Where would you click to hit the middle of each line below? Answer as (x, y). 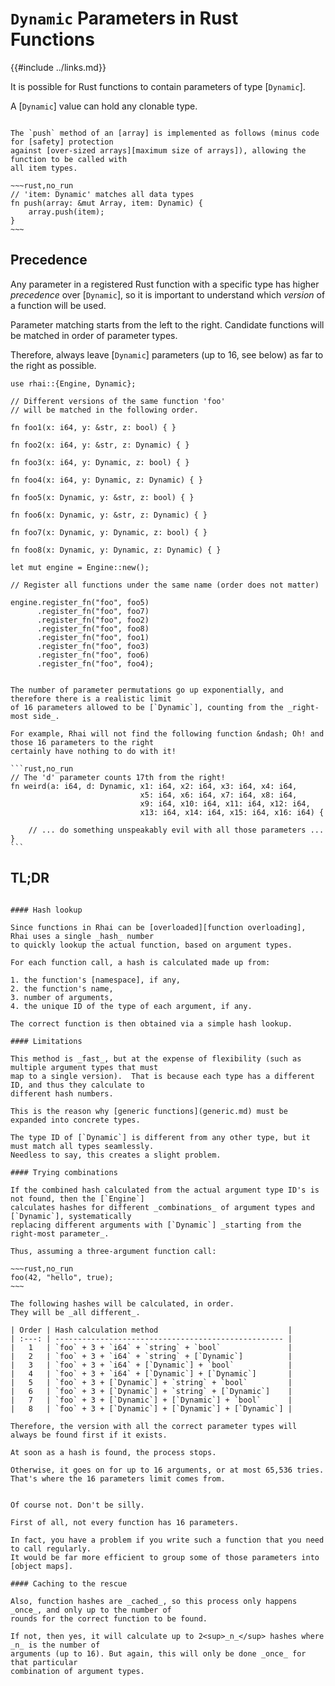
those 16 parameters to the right (82, 742)
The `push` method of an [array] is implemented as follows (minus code (165, 133)
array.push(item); (66, 212)
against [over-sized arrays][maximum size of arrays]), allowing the (158, 150)
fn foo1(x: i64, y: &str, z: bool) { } (93, 427)
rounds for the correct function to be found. (109, 1618)
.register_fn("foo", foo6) (93, 655)
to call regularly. (51, 1548)
